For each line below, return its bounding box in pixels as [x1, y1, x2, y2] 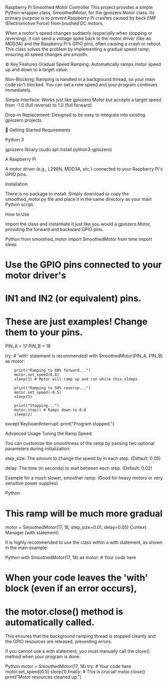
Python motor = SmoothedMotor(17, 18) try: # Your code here [5, 663, 131, 669]
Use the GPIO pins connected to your [5, 259, 162, 271]
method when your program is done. [5, 654, 81, 660]
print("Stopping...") [14, 403, 59, 408]
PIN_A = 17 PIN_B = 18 [5, 343, 51, 349]
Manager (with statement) [5, 529, 59, 536]
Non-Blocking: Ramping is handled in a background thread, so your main [5, 77, 155, 82]
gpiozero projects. [5, 117, 43, 123]
